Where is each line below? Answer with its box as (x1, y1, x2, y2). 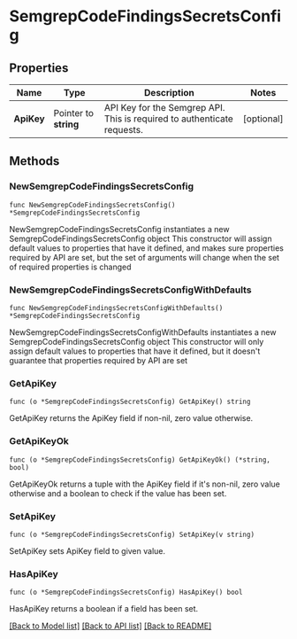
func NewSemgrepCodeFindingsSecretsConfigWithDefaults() (9, 303, 224, 312)
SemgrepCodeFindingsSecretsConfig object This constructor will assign (9, 233, 272, 244)
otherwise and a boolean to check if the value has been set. (9, 487, 227, 498)
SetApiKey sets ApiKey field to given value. (9, 545, 166, 556)
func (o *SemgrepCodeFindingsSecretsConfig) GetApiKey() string (9, 397, 251, 407)
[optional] (242, 113, 284, 125)
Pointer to (53, 107, 95, 119)
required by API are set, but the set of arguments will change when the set (9, 252, 280, 262)
